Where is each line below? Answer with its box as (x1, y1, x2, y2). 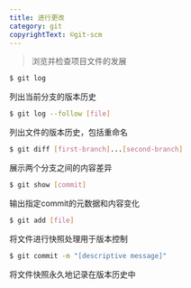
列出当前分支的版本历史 (9, 91, 96, 102)
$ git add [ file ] (9, 216, 75, 225)
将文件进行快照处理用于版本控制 (9, 233, 128, 244)
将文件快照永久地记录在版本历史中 (9, 268, 136, 280)
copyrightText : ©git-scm (9, 30, 103, 39)
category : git (9, 22, 63, 31)
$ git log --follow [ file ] (9, 109, 111, 118)
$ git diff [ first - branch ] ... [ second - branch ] (9, 145, 183, 154)
